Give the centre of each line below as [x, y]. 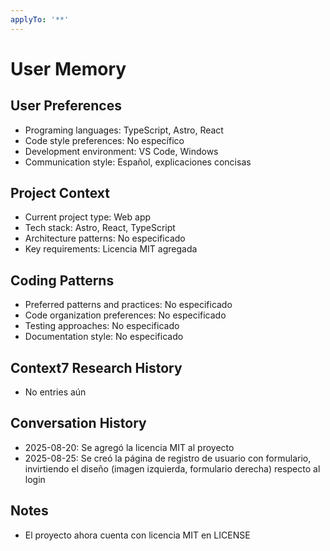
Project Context [60, 193]
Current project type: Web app [88, 217]
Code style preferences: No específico [104, 140]
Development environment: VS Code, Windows [121, 151]
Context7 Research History [96, 367]
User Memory [68, 68]
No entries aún [55, 392]
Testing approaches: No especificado [102, 326]
